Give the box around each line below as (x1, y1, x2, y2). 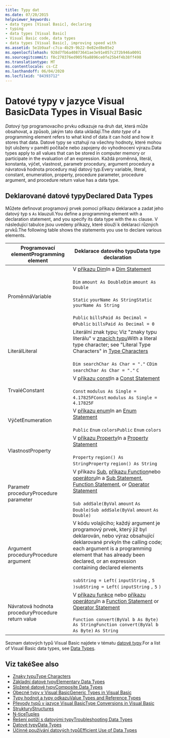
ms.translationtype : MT (5, 59, 56, 65)
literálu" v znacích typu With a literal (72, 335, 157, 342)
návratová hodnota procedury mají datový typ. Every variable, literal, (5, 166, 147, 172)
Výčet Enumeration (8, 416, 52, 424)
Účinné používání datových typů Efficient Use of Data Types (12, 727, 138, 733)
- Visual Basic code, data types (5, 36, 76, 41)
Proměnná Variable (8, 293, 52, 300)
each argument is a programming (72, 544, 152, 552)
